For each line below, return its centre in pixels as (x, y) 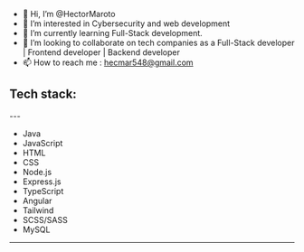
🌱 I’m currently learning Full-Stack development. (113, 33)
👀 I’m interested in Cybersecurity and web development (126, 23)
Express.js (42, 182)
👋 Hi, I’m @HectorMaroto (69, 14)
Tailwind (38, 210)
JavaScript (43, 143)
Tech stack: (43, 94)
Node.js (37, 172)
